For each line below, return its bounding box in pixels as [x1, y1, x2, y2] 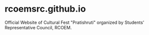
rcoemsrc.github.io [4, 3, 86, 15]
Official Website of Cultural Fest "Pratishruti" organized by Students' [4, 19, 145, 25]
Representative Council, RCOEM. [4, 24, 72, 30]
